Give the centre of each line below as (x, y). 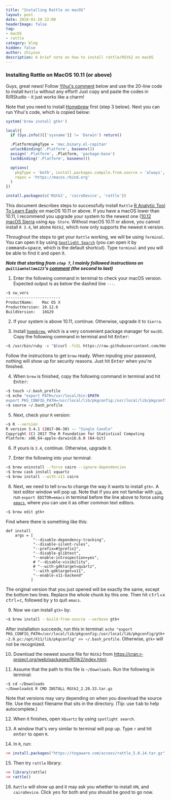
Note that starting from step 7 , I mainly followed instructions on (75, 263)
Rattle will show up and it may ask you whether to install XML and (81, 787)
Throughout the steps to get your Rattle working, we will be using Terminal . (85, 237)
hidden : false (21, 48)
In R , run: (22, 744)
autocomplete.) (22, 709)
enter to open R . (31, 734)
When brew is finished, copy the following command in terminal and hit (87, 376)
